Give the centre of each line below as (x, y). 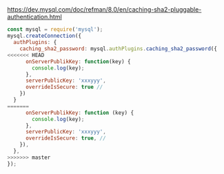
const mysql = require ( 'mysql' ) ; (55, 30)
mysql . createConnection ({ (44, 36)
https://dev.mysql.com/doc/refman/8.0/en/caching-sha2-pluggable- (104, 10)
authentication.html (34, 17)
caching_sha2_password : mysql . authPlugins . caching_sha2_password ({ (118, 49)
